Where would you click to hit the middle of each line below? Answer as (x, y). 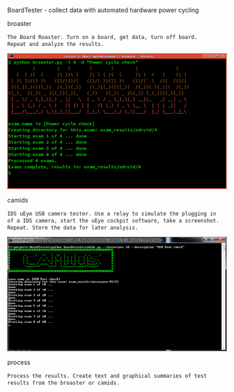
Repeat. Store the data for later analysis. (73, 227)
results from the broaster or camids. (63, 383)
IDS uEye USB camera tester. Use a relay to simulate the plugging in (112, 213)
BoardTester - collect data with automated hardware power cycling (103, 10)
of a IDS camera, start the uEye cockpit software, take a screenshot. (113, 220)
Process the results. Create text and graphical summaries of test (107, 376)
